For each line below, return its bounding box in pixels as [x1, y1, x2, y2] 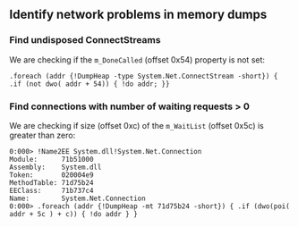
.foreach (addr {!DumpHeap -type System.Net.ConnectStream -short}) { [9, 71, 278, 80]
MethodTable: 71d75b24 [9, 178, 94, 187]
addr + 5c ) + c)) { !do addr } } [9, 209, 139, 218]
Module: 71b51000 [9, 155, 94, 164]
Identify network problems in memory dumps [9, 7, 268, 22]
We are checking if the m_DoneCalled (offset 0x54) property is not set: [9, 54, 266, 65]
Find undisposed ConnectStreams [9, 34, 161, 46]
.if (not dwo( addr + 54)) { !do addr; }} [9, 80, 170, 88]
